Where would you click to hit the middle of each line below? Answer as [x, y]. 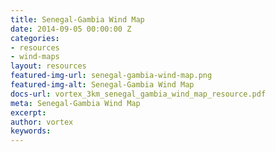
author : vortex [42, 122]
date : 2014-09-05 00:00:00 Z [71, 29]
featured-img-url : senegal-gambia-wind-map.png [111, 76]
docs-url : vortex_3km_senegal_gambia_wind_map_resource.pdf [138, 94]
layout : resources [48, 66]
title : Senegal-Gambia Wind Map [77, 19]
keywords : [31, 131]
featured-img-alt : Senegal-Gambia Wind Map [102, 85]
